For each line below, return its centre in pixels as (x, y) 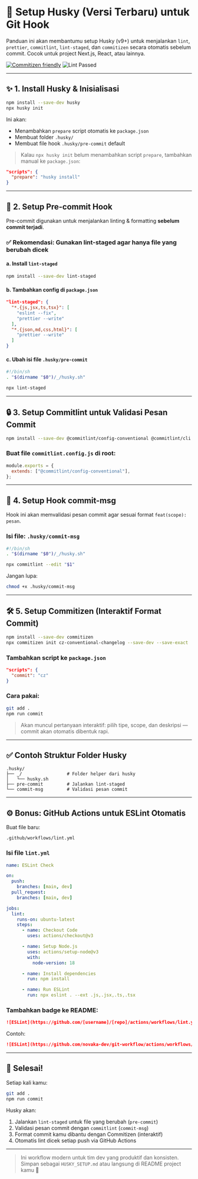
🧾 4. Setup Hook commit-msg (61, 500)
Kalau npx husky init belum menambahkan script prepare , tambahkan (106, 155)
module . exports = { (30, 465)
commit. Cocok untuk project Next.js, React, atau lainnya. (76, 53)
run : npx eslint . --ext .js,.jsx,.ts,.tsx (81, 995)
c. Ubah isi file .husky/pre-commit (47, 359)
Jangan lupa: (22, 576)
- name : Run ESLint (45, 990)
